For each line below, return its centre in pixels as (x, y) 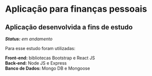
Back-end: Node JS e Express (36, 63)
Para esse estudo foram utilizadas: (40, 48)
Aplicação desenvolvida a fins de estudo (69, 27)
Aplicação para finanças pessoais (76, 9)
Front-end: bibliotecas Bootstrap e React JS (50, 58)
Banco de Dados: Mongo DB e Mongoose (48, 68)
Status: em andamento (29, 39)
